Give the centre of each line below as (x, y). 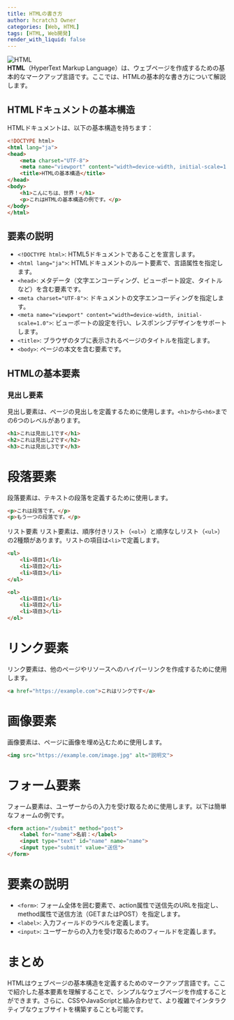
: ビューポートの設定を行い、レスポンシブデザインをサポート (139, 323)
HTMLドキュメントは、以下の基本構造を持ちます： (80, 127)
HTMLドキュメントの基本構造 (71, 109)
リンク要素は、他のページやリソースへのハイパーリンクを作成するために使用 (117, 669)
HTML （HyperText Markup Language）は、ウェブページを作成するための (113, 68)
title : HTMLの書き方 (35, 14)
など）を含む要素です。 (51, 289)
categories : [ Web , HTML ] (43, 27)
